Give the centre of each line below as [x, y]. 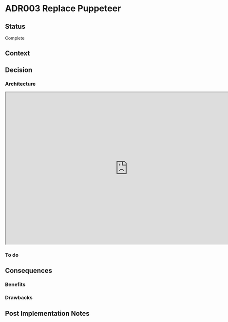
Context [18, 53]
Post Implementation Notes [47, 313]
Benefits [15, 285]
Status [15, 27]
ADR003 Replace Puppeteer [63, 9]
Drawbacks [19, 298]
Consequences [29, 271]
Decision [19, 70]
